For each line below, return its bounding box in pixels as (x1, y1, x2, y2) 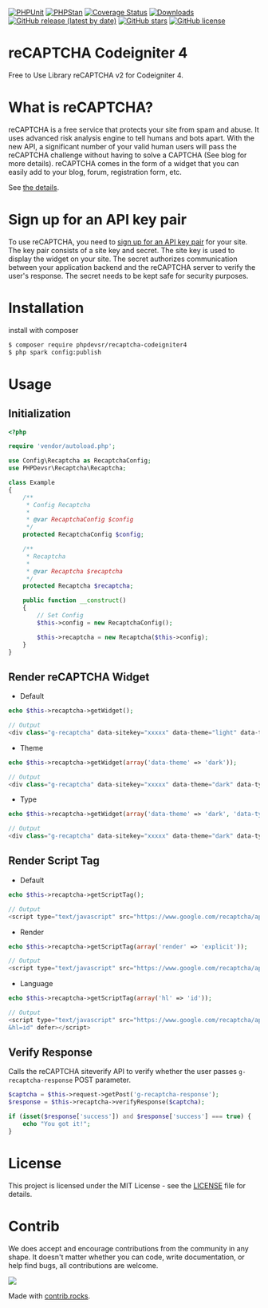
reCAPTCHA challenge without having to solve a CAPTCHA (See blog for (8, 150, 247, 160)
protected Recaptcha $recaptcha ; (22, 582, 134, 590)
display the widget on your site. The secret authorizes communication (8, 254, 238, 264)
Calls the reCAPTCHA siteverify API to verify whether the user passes (8, 1067, 238, 1076)
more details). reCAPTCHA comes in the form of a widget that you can (8, 158, 239, 168)
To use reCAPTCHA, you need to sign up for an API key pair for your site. (8, 236, 248, 247)
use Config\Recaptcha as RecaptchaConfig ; (8, 457, 152, 465)
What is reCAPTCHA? (8, 98, 154, 117)
